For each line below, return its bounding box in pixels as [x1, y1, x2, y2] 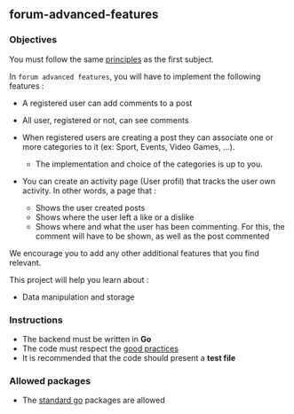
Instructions [9, 314, 64, 326]
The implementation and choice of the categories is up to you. [35, 159, 264, 169]
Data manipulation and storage [21, 292, 135, 302]
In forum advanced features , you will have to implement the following [9, 71, 261, 82]
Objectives [9, 34, 58, 46]
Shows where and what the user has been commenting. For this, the [35, 221, 286, 231]
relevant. [9, 257, 42, 268]
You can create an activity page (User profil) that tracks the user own [21, 176, 275, 186]
